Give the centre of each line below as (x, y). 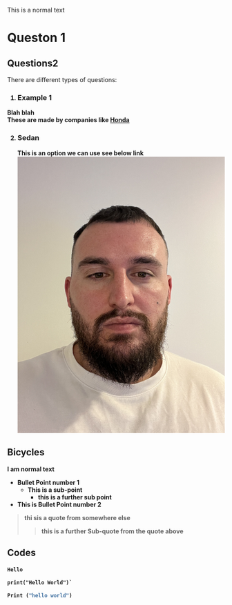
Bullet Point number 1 (48, 482)
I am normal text (31, 469)
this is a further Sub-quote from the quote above (113, 531)
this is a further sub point (75, 497)
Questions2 (33, 63)
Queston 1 (36, 38)
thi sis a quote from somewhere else (77, 517)
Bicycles (26, 452)
